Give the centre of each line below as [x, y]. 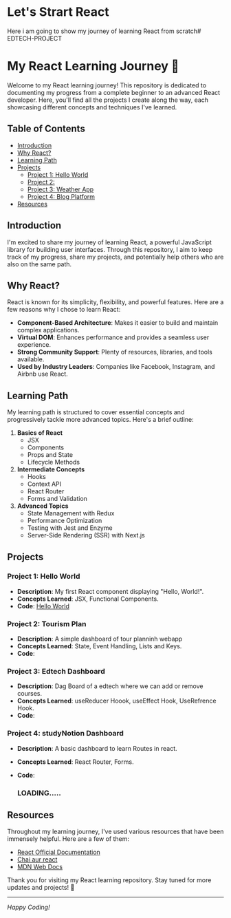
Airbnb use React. [43, 374]
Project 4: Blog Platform [61, 196]
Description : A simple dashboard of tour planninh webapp [100, 639]
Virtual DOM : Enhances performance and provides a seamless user [113, 337]
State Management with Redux [71, 513]
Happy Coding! [29, 907]
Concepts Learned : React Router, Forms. [75, 762]
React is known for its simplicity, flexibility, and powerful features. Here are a [115, 302]
